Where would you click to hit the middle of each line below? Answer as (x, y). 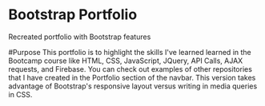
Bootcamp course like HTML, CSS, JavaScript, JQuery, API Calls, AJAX (126, 61)
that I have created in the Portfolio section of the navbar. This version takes (132, 77)
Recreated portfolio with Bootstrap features (80, 37)
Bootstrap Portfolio (73, 15)
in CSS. (20, 94)
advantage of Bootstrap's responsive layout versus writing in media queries (133, 86)
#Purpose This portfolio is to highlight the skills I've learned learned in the (130, 52)
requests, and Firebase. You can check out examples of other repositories (130, 69)
